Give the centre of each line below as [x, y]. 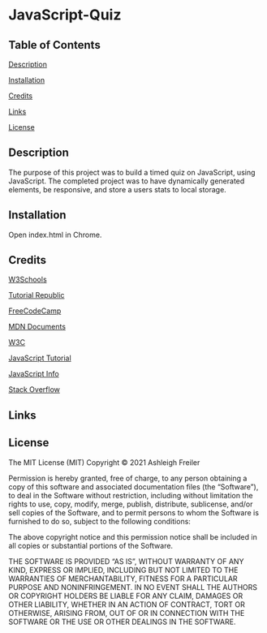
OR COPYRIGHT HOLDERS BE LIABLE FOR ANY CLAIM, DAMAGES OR [126, 596]
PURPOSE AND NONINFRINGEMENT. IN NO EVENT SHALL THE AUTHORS [133, 587]
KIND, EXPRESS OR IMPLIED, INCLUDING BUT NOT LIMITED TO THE [123, 570]
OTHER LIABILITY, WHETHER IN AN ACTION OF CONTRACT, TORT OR [127, 604]
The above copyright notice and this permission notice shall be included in [133, 536]
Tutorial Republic [37, 295]
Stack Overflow [34, 390]
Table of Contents [55, 45]
